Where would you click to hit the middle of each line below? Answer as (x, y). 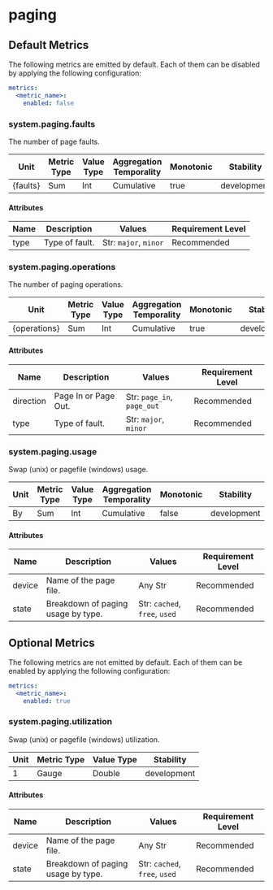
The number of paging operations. (66, 284)
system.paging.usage (53, 451)
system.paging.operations (62, 267)
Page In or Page (84, 396)
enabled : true (47, 701)
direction (30, 401)
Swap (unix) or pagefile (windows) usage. (78, 469)
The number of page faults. (54, 141)
